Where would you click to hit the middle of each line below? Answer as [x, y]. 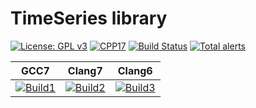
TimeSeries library [89, 18]
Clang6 [135, 70]
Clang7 [85, 70]
